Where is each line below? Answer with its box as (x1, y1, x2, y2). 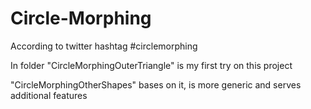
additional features (10, 89, 88, 101)
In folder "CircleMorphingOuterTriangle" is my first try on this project (10, 59, 293, 71)
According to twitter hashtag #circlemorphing (10, 40, 198, 52)
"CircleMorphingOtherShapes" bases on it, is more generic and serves (10, 78, 302, 91)
